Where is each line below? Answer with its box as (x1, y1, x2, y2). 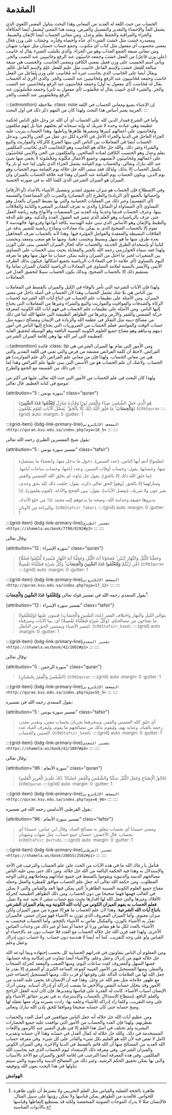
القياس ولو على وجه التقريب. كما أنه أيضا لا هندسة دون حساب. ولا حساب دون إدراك (6, 933, 164, 940)
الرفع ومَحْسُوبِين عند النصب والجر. (6, 91, 70, 97)
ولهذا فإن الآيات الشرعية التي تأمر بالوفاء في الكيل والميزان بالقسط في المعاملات (6, 284, 160, 290)
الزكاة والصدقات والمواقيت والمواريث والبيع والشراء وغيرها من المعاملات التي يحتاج (6, 300, 163, 306)
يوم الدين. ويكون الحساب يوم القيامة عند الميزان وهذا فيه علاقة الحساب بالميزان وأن (6, 171, 165, 177)
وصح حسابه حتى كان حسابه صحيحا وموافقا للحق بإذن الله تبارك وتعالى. (6, 1004, 140, 1010)
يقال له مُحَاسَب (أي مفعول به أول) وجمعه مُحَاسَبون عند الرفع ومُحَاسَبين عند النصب (6, 81, 162, 87)
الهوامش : (6, 1072, 24, 1079)
